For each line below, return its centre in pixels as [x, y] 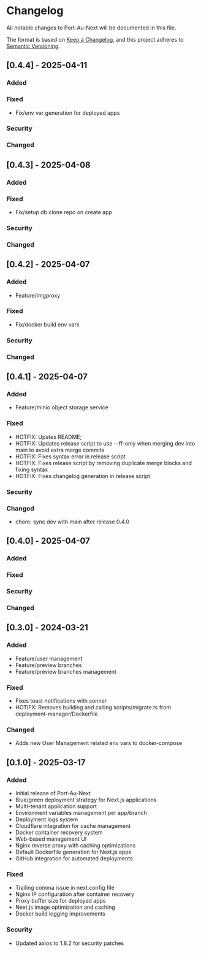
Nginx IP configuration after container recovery [75, 894]
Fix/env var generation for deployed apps [67, 113]
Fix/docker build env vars [47, 324]
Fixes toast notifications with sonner [61, 701]
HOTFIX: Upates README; [48, 437]
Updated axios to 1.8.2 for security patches [70, 943]
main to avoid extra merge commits [60, 450]
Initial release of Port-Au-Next [53, 793]
